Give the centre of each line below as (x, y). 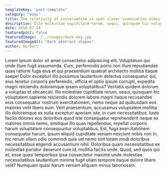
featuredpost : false (26, 33)
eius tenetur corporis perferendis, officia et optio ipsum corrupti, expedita (80, 81)
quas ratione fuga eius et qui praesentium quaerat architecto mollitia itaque (82, 71)
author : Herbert (22, 46)
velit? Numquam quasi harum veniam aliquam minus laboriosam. (71, 165)
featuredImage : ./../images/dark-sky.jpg (48, 37)
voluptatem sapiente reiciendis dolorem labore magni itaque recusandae (79, 97)
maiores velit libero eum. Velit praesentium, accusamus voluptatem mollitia (81, 107)
